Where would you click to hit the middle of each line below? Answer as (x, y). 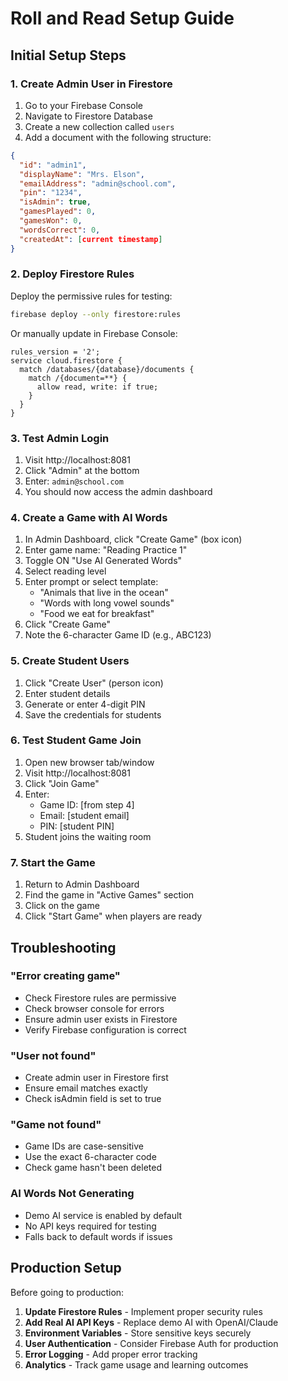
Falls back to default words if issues (98, 1236)
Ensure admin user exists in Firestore (101, 1019)
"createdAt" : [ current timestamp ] (91, 239)
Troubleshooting (63, 947)
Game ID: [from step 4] (87, 804)
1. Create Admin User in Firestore (91, 84)
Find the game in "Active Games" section (109, 895)
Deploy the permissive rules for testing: (91, 296)
